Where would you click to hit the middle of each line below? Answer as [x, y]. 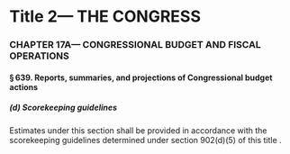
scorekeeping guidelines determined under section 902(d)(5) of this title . [145, 140]
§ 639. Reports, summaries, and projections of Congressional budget [141, 77]
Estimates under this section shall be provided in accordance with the [138, 130]
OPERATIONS [39, 56]
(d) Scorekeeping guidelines [63, 108]
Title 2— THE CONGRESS [105, 17]
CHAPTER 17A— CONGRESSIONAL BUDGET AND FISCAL [135, 45]
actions [24, 86]
